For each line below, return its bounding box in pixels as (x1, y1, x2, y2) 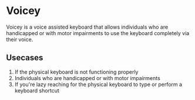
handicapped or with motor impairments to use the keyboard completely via (6, 29, 190, 36)
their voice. (6, 36, 33, 43)
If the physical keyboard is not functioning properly (14, 68, 139, 75)
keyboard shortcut (14, 87, 60, 94)
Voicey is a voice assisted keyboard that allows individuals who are (6, 23, 169, 30)
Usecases (6, 53, 43, 63)
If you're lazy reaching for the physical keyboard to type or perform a (14, 81, 183, 88)
